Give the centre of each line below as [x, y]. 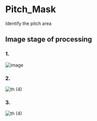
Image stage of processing [49, 39]
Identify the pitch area [29, 23]
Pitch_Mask [31, 9]
